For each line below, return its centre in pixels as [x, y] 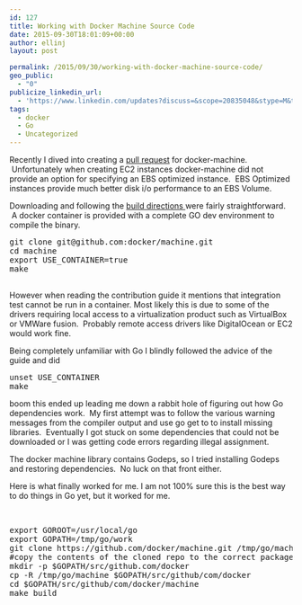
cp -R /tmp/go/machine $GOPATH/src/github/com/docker [130, 575]
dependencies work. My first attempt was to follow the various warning [142, 413]
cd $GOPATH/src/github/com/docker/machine [104, 584]
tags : [19, 109]
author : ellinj [38, 43]
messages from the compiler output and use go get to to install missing [141, 423]
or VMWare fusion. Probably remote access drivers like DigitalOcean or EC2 [151, 324]
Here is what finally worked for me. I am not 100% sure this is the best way [147, 486]
